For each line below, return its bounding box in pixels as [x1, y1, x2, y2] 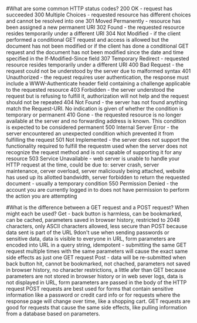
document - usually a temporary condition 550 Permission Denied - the [6, 180, 178, 187]
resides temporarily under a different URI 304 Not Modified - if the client [6, 30, 181, 37]
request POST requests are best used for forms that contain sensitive [6, 285, 174, 292]
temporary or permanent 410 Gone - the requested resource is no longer [6, 111, 182, 118]
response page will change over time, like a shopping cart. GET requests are [6, 298, 191, 305]
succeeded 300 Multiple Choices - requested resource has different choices [6, 11, 191, 18]
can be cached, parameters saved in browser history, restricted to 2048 [6, 217, 180, 223]
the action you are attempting [6, 192, 77, 199]
